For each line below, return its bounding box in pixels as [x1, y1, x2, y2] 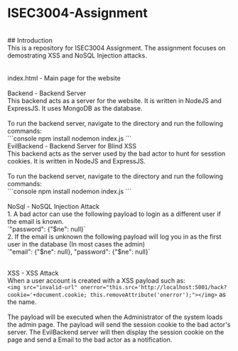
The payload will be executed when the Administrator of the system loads [7, 313, 223, 321]
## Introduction [7, 36, 53, 44]
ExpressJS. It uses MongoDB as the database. [7, 104, 143, 112]
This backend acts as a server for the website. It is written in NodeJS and [7, 96, 222, 104]
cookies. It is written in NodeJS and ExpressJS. [7, 156, 146, 165]
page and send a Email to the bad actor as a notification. [7, 335, 173, 344]
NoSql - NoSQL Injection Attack [7, 202, 99, 210]
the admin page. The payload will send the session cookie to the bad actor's [7, 320, 231, 328]
